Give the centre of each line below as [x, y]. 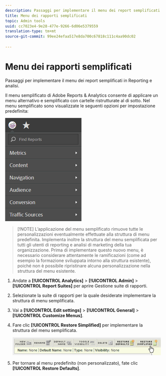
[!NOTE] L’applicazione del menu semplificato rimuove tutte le [80, 229]
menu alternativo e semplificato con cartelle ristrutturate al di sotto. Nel [78, 100]
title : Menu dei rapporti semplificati [46, 16]
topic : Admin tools [25, 21]
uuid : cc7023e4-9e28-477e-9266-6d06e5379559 [52, 26]
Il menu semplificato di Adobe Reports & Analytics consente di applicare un [82, 95]
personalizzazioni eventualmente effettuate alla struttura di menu [83, 234]
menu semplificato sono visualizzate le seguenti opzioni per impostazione [80, 106]
